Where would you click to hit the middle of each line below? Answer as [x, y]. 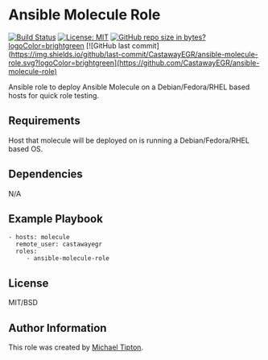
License [29, 283]
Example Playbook [56, 219]
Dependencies [45, 174]
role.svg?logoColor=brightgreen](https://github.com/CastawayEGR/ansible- [134, 63]
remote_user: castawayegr [59, 244]
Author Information [58, 328]
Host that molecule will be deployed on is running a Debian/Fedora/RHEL [129, 140]
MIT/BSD [23, 303]
